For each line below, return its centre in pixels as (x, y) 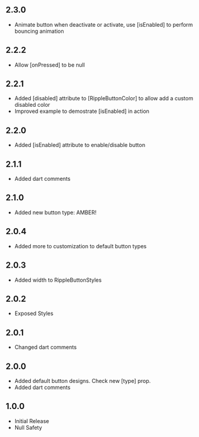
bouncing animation (39, 31)
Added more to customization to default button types (80, 246)
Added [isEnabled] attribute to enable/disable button (80, 145)
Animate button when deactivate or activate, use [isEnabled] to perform (103, 24)
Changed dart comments (45, 347)
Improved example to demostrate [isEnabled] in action (82, 111)
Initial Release (32, 421)
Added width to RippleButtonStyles (58, 280)
